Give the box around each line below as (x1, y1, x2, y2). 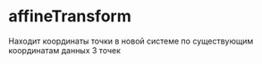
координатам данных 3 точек (8, 44, 122, 55)
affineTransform (8, 6, 131, 27)
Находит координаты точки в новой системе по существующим (8, 36, 254, 46)
